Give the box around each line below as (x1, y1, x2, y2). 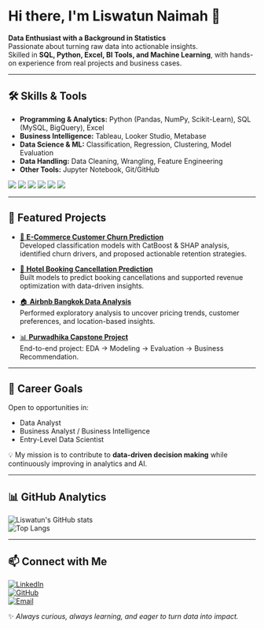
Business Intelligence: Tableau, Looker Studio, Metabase (19, 131, 207, 140)
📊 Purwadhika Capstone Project (19, 332, 128, 341)
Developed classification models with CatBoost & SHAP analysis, (19, 240, 229, 250)
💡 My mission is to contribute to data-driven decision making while (8, 450, 228, 460)
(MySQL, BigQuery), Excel (19, 122, 104, 132)
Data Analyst (19, 418, 61, 428)
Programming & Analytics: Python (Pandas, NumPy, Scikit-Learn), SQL (19, 114, 251, 124)
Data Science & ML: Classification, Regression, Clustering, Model (19, 140, 232, 149)
